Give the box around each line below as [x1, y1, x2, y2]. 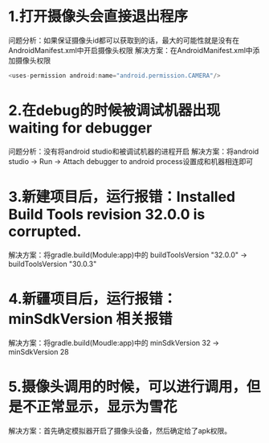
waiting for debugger [8, 119, 153, 137]
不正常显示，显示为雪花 [22, 397, 178, 416]
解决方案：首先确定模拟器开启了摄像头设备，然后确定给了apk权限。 [8, 425, 232, 435]
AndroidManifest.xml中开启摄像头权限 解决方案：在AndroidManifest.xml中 [8, 45, 253, 55]
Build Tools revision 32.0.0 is [8, 205, 206, 224]
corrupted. [8, 222, 82, 240]
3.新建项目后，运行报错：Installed [8, 187, 235, 206]
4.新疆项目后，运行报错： [8, 289, 177, 308]
